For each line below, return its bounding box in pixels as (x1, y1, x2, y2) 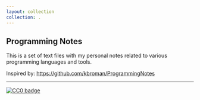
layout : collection (6, 8, 55, 15)
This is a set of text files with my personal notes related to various (6, 52, 168, 60)
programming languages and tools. (6, 58, 92, 65)
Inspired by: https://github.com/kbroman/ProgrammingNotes (6, 70, 155, 77)
